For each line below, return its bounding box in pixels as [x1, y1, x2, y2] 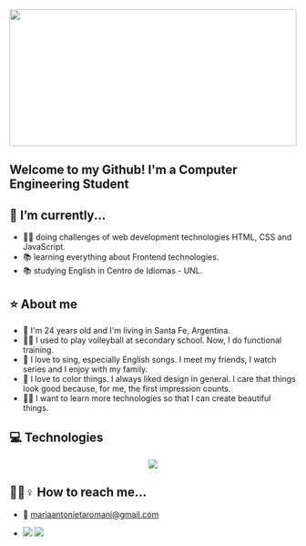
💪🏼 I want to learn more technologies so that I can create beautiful [22, 393, 271, 404]
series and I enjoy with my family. [22, 364, 148, 375]
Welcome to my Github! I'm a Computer [9, 162, 238, 178]
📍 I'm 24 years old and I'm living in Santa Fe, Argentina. [22, 325, 230, 336]
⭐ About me [9, 296, 77, 312]
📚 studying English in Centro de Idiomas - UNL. [22, 265, 203, 276]
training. [22, 345, 55, 355]
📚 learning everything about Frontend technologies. [22, 252, 219, 263]
